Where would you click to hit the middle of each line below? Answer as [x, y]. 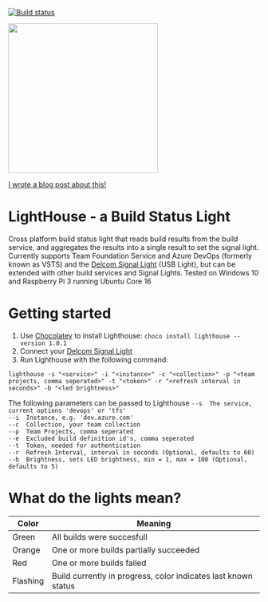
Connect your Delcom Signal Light [76, 351]
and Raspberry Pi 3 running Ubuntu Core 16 [80, 281]
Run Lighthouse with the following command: [94, 359]
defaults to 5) [33, 466]
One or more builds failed [99, 563]
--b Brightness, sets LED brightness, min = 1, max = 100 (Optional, [128, 459]
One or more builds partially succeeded [126, 549]
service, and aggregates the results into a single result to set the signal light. [134, 247]
